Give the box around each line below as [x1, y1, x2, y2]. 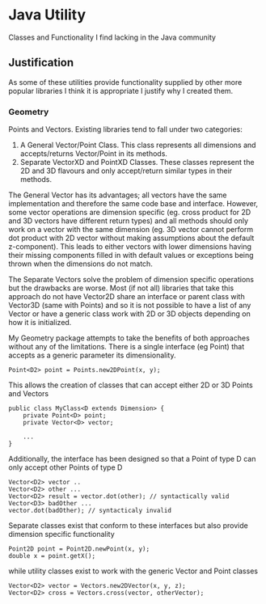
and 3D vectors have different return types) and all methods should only [8, 216, 249, 226]
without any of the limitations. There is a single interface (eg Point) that [8, 342, 245, 352]
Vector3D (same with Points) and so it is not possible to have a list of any [8, 301, 251, 310]
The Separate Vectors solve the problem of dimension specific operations [8, 275, 255, 285]
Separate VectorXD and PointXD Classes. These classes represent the [19, 158, 255, 167]
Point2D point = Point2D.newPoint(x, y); [8, 545, 150, 553]
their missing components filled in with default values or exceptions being [8, 251, 254, 260]
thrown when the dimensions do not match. [8, 259, 154, 268]
